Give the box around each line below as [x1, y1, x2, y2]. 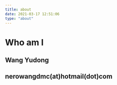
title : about [5, 7, 32, 12]
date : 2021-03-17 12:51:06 [5, 12, 60, 16]
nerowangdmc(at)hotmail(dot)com [5, 72, 113, 81]
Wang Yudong [5, 56, 50, 64]
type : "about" [5, 16, 34, 21]
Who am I [5, 37, 44, 48]
